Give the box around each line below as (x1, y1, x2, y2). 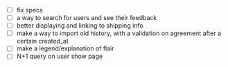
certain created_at (16, 37, 69, 46)
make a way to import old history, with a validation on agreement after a (16, 29, 222, 37)
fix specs (16, 6, 43, 14)
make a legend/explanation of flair (16, 44, 114, 52)
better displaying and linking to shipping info (16, 21, 143, 30)
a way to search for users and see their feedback (16, 14, 157, 22)
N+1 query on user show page (16, 52, 103, 61)
